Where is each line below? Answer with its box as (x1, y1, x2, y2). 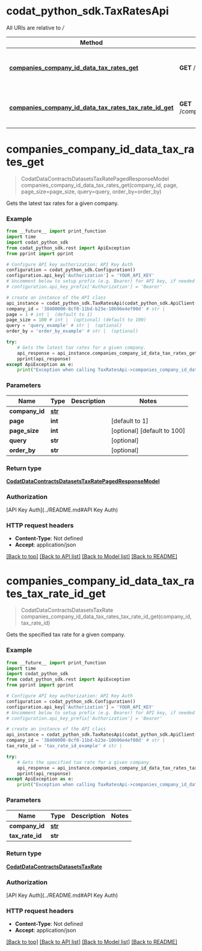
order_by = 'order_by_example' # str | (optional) (6, 328, 138, 334)
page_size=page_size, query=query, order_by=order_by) (20, 188, 162, 195)
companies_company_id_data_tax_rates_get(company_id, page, (20, 182, 179, 189)
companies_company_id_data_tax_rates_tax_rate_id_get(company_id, (20, 613, 192, 620)
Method (80, 38, 103, 46)
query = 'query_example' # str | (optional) (6, 323, 122, 329)
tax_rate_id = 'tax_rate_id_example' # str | (6, 743, 122, 749)
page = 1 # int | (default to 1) (6, 311, 93, 317)
